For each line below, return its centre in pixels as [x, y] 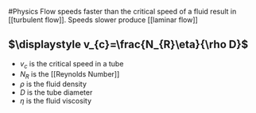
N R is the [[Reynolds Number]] [70, 75]
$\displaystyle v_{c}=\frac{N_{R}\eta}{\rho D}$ [128, 45]
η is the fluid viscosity [56, 101]
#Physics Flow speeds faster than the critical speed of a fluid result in [122, 11]
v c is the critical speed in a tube [72, 64]
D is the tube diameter [56, 92]
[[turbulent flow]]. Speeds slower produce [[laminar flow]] [103, 20]
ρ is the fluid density [53, 84]
